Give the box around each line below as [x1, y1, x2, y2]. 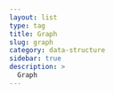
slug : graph [9, 37, 53, 47]
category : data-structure [9, 46, 105, 55]
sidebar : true [9, 54, 62, 63]
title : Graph [9, 29, 58, 38]
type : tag [9, 21, 46, 30]
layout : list [9, 12, 58, 22]
